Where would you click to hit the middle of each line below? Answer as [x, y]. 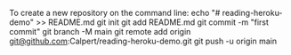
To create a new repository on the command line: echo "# [115, 13]
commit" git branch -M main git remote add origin [100, 31]
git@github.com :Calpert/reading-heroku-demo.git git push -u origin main [143, 41]
